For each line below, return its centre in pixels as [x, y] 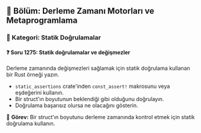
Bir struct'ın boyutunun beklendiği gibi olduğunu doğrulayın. [89, 99]
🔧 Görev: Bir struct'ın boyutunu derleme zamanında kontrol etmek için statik [101, 117]
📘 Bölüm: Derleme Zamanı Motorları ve [80, 11]
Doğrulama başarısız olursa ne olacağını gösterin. [77, 105]
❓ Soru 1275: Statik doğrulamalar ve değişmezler [69, 52]
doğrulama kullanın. [31, 123]
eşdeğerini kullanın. [39, 92]
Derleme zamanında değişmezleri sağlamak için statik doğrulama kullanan [98, 68]
